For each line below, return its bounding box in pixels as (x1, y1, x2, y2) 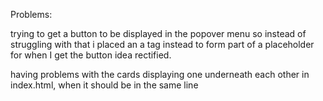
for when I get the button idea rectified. (10, 49, 172, 61)
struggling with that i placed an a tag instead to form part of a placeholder (10, 39, 315, 50)
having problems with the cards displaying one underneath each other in (10, 69, 310, 80)
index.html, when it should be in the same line (10, 79, 199, 91)
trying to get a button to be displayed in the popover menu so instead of (10, 28, 307, 39)
